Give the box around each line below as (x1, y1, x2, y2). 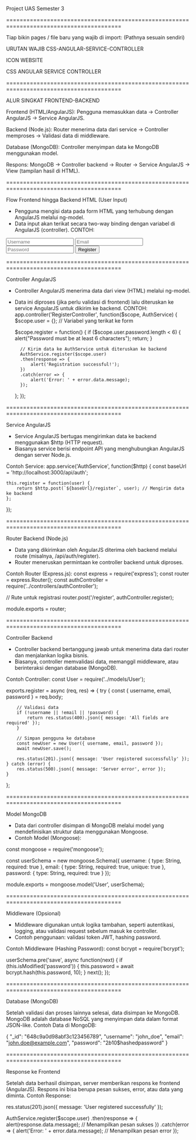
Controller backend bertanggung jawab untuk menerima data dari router (14, 646, 189, 653)
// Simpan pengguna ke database (16, 735, 95, 741)
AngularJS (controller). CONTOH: (14, 226, 95, 233)
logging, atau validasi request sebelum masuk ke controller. (14, 928, 158, 934)
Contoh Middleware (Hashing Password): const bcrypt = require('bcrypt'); (6, 945, 185, 952)
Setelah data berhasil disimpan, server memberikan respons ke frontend (6, 1080, 180, 1087)
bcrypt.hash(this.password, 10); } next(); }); (6, 969, 111, 976)
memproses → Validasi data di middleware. (6, 132, 110, 139)
